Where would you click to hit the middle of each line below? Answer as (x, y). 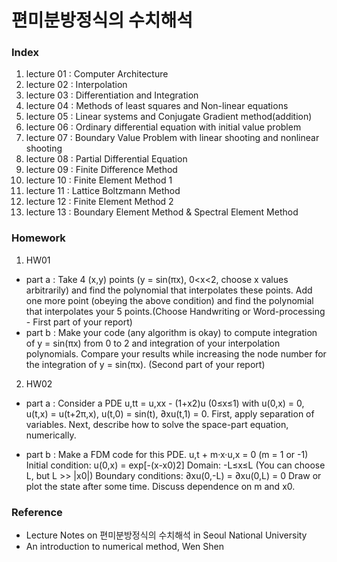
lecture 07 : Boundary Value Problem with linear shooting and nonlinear (172, 138)
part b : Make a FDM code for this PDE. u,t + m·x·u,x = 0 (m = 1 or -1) (167, 454)
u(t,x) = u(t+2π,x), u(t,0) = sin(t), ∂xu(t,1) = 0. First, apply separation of (170, 413)
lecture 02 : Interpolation (76, 85)
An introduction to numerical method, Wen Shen (125, 547)
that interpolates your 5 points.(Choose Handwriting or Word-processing (175, 311)
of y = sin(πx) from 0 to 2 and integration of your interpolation (153, 343)
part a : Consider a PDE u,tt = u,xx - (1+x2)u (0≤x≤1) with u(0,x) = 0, (165, 403)
